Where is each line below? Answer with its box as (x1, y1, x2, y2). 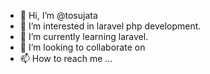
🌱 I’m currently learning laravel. (19, 31, 149, 42)
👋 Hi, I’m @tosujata (19, 10, 98, 21)
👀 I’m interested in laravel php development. (19, 20, 202, 32)
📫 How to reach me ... (19, 53, 113, 64)
